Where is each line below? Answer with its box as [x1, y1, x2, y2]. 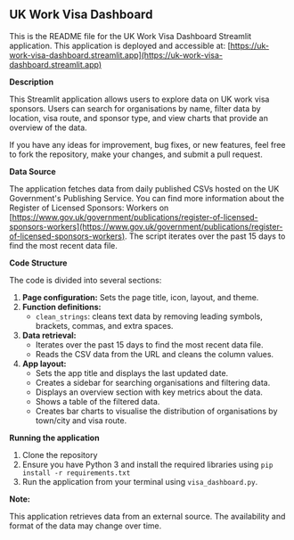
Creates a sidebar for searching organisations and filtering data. [35, 377, 271, 388]
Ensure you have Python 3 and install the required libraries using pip [21, 459, 274, 470]
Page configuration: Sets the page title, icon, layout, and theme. [21, 291, 259, 302]
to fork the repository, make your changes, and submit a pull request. [9, 149, 263, 160]
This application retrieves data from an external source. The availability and [9, 511, 286, 521]
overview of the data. [9, 122, 87, 133]
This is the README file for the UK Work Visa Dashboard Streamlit [9, 30, 252, 41]
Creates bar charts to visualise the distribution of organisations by [35, 405, 278, 416]
